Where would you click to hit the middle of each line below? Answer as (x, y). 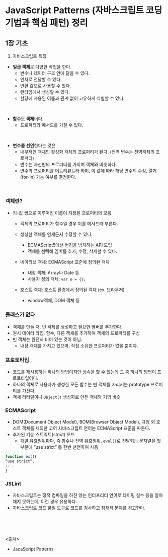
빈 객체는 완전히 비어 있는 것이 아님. (47, 339)
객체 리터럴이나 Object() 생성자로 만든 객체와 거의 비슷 (66, 397)
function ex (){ (21, 457)
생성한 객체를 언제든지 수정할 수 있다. (56, 234)
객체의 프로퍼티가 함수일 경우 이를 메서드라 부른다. (69, 224)
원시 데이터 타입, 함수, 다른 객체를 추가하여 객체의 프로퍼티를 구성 (76, 333)
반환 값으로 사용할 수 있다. (46, 86)
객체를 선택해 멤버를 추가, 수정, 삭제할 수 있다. (72, 251)
